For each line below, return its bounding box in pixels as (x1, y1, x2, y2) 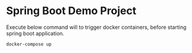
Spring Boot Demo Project (6, 4, 137, 18)
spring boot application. (6, 29, 64, 37)
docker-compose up (6, 41, 52, 47)
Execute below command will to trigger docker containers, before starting (6, 24, 187, 31)
